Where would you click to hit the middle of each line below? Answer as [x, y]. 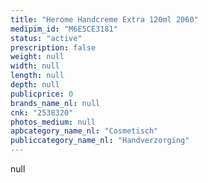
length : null [37, 76]
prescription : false [53, 47]
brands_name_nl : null [55, 103]
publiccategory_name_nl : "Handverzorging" [100, 141]
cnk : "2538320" [42, 112]
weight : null [37, 57]
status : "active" [46, 38]
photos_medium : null [53, 122]
